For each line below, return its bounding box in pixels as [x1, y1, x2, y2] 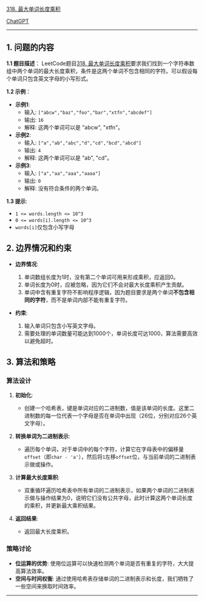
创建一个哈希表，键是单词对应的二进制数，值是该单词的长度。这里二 [24, 405, 195, 412]
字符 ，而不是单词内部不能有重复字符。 [35, 296, 131, 303]
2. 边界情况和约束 [6, 243, 72, 253]
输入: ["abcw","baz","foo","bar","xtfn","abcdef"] [24, 108, 153, 116]
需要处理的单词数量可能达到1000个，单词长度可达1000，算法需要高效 [24, 330, 198, 337]
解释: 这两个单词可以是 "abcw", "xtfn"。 [24, 124, 123, 131]
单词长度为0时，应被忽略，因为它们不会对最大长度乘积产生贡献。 [24, 281, 188, 288]
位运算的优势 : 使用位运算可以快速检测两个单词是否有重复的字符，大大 [15, 559, 189, 567]
